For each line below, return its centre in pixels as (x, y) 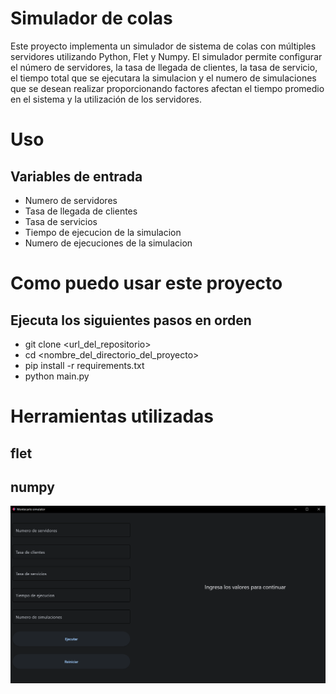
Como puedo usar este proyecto (146, 283)
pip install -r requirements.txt (84, 365)
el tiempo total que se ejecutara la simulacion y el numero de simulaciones (163, 78)
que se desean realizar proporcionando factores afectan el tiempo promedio (167, 88)
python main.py (57, 376)
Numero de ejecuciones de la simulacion (108, 243)
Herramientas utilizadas (112, 416)
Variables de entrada (76, 176)
